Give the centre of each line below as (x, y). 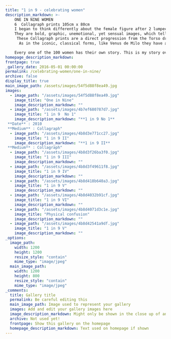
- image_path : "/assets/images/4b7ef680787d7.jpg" (65, 110)
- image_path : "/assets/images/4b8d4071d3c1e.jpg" (65, 209)
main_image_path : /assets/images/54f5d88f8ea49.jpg (61, 86)
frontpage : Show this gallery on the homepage (60, 323)
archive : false (21, 76)
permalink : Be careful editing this (49, 300)
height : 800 (27, 276)
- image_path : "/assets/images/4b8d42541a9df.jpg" (65, 224)
